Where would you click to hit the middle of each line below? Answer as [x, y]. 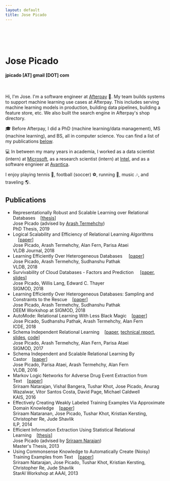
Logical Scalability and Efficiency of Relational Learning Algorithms [83, 234]
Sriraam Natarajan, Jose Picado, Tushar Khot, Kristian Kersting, [79, 462]
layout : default [22, 10]
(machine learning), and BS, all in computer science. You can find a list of [82, 135]
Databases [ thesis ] [34, 218]
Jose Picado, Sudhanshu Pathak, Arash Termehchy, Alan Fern [78, 321]
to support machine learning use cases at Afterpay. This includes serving [82, 102]
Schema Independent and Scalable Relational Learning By [74, 354]
